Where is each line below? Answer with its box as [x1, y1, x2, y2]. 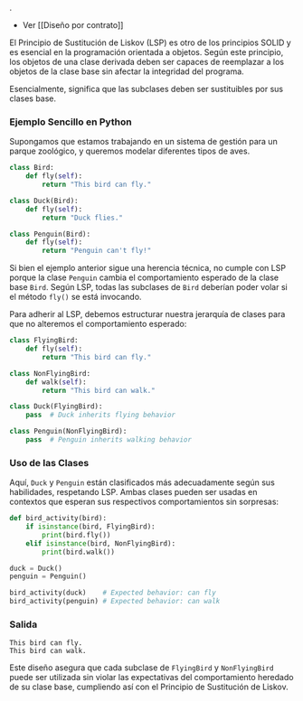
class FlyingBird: [9, 336, 79, 345]
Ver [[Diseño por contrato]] [22, 20, 124, 30]
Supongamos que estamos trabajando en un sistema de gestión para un [9, 136, 278, 147]
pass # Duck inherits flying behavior [25, 410, 176, 420]
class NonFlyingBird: [9, 369, 91, 378]
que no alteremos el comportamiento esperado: [9, 319, 187, 330]
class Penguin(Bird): [9, 229, 91, 238]
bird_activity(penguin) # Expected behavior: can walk [9, 597, 221, 606]
